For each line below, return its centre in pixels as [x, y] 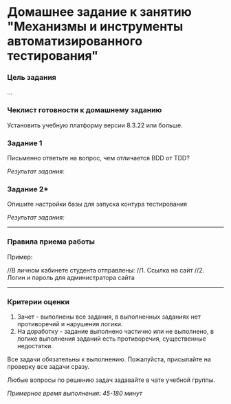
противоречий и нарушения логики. [70, 323]
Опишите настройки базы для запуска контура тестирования [97, 204]
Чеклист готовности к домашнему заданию [85, 110]
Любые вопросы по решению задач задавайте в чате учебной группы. [111, 380]
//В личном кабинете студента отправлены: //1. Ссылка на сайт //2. [106, 270]
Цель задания [32, 78]
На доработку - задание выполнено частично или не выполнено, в [115, 331]
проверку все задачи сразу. [48, 366]
